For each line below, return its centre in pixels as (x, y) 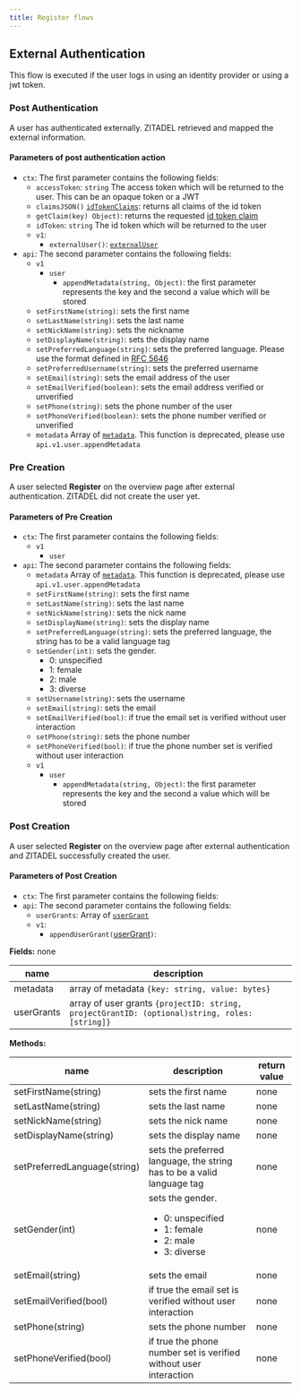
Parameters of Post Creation (63, 876)
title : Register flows (52, 17)
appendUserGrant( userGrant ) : (103, 933)
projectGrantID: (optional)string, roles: (161, 1013)
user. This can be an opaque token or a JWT (117, 196)
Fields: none (33, 951)
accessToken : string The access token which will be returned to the (159, 187)
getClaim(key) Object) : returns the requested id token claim (147, 215)
